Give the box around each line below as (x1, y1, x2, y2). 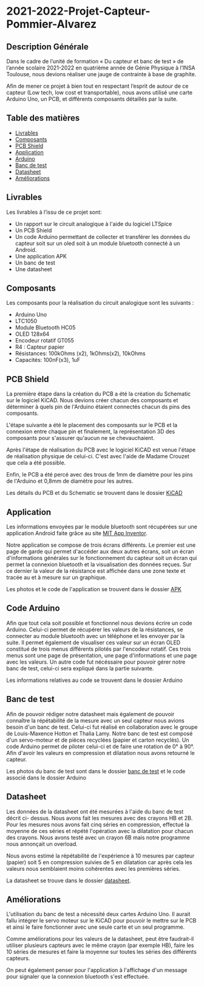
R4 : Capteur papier (15, 343, 65, 351)
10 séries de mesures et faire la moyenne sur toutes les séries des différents (6, 948, 197, 956)
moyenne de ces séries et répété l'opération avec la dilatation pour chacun (6, 827, 194, 834)
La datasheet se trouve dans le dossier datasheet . (6, 876, 132, 884)
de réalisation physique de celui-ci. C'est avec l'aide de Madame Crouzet (6, 453, 189, 460)
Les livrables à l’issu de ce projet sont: (6, 208, 102, 216)
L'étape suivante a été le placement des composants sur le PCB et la (6, 422, 178, 429)
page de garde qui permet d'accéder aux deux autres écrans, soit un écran (6, 548, 194, 555)
